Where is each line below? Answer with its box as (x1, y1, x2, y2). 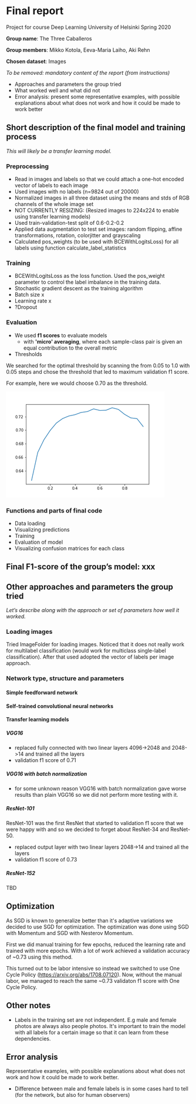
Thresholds (14, 350, 42, 357)
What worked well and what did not (14, 87, 100, 94)
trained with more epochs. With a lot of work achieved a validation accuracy (6, 947, 190, 954)
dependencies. (14, 1035, 51, 1042)
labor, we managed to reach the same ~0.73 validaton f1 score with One (6, 977, 180, 984)
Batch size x (14, 291, 45, 298)
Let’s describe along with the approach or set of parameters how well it (6, 607, 180, 614)
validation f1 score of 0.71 (14, 757, 76, 764)
